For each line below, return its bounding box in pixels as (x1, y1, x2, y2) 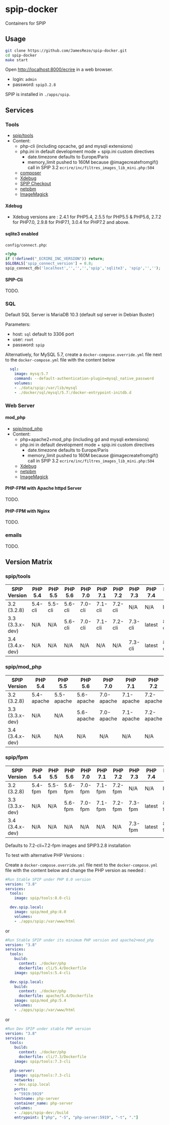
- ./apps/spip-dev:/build (14, 1110, 69, 1115)
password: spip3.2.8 (12, 81, 56, 88)
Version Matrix (5, 557, 53, 566)
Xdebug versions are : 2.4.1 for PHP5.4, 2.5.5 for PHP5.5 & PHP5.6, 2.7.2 (12, 214, 161, 220)
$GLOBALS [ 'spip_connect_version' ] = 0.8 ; (5, 261, 94, 266)
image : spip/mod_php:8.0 (14, 909, 66, 915)
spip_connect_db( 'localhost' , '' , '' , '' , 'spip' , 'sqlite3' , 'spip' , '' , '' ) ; (5, 266, 161, 271)
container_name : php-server (14, 1100, 73, 1106)
